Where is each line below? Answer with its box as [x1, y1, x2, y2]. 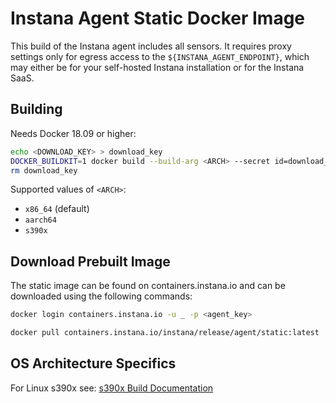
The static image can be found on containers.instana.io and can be [10, 280, 286, 292]
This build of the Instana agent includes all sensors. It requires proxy [10, 40, 292, 52]
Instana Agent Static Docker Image [10, 7, 306, 30]
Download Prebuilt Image [10, 253, 171, 270]
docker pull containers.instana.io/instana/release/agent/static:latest [10, 328, 320, 338]
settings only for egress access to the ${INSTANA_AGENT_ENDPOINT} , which [10, 50, 310, 62]
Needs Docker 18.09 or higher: [10, 127, 137, 139]
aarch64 [24, 215, 57, 226]
